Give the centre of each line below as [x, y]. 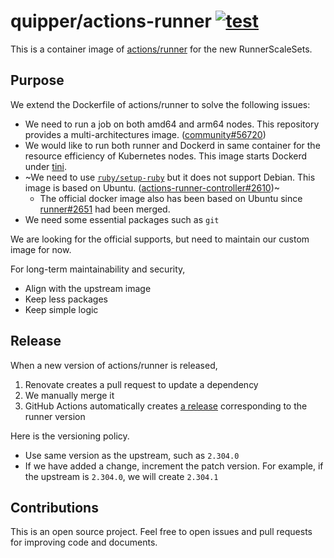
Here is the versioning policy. [70, 436]
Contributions [54, 507]
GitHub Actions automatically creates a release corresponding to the [166, 406]
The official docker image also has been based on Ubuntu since [171, 198]
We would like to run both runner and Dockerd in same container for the [172, 145]
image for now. [41, 249]
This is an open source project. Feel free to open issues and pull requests [161, 532]
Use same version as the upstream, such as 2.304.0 [132, 455]
